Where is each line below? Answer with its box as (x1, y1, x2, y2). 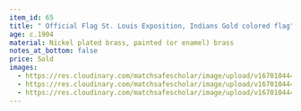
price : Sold (9, 55, 54, 64)
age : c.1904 (9, 30, 54, 38)
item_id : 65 (9, 13, 54, 22)
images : (9, 64, 39, 73)
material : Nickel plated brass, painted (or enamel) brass (9, 38, 235, 47)
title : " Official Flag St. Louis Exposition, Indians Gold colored (9, 21, 271, 30)
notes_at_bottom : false (9, 47, 99, 55)
